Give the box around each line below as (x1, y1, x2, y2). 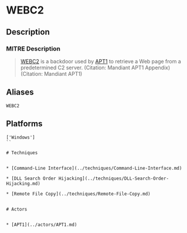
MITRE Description (6, 45, 60, 53)
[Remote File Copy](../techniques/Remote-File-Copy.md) (11, 191, 151, 197)
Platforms (6, 119, 43, 129)
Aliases (6, 87, 34, 97)
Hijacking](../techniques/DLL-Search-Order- (58, 175, 169, 181)
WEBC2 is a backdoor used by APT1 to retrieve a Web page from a (20, 58, 182, 65)
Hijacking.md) (6, 180, 41, 187)
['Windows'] (6, 134, 35, 140)
